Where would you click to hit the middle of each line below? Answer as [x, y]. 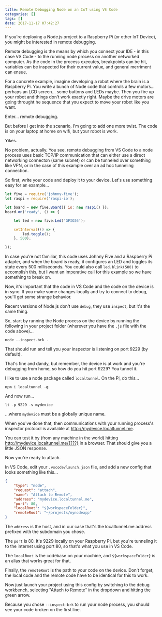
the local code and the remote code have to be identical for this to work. [77, 575]
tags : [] [14, 18]
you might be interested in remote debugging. [51, 42]
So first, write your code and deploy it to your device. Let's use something [79, 180]
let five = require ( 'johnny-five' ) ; [42, 194]
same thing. [17, 312]
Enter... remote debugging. [32, 117]
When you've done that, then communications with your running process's [79, 423]
